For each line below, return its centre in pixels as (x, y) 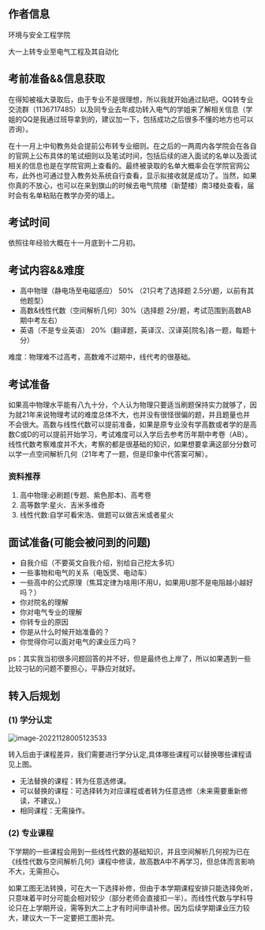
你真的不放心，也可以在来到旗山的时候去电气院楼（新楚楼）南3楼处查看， (128, 185)
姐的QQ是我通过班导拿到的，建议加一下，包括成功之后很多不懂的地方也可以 (131, 119)
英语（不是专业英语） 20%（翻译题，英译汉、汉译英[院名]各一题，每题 (134, 330)
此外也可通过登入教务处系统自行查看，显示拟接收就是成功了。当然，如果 (139, 175)
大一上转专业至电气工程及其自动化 (63, 51)
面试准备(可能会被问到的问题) (80, 542)
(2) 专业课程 (31, 833)
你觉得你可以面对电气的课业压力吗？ (78, 642)
